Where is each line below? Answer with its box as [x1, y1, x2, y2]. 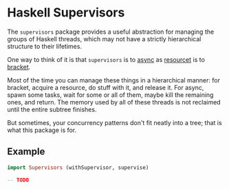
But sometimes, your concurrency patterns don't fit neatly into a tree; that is [7, 118, 222, 126]
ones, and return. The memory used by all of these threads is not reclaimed [7, 98, 221, 106]
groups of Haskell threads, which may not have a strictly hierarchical [7, 34, 201, 43]
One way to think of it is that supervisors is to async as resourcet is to [7, 55, 205, 63]
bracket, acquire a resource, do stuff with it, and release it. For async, [7, 83, 204, 91]
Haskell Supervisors [7, 5, 125, 21]
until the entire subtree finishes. [7, 105, 97, 113]
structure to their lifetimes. [7, 42, 83, 50]
